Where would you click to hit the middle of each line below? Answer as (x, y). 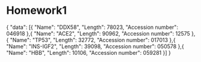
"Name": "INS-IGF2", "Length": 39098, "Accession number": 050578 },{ (95, 46)
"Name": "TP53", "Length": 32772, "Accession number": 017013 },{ (93, 40)
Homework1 (37, 11)
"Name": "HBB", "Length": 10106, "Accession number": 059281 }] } (89, 52)
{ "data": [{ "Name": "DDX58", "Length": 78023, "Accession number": (92, 27)
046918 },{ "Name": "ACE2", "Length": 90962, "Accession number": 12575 (98, 33)
